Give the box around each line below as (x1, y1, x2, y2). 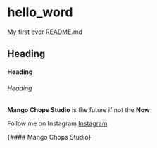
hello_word (7, 4, 73, 20)
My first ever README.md (7, 27, 83, 36)
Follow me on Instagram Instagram (7, 119, 108, 128)
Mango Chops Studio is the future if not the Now (7, 106, 150, 114)
